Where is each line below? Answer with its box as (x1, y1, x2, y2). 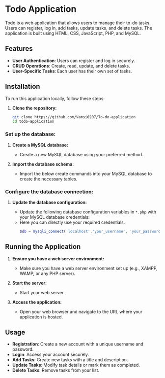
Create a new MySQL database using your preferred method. (19, 151, 143, 157)
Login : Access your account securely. (12, 351, 89, 358)
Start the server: (12, 280, 47, 286)
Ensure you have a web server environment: (12, 255, 105, 262)
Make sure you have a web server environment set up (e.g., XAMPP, (19, 265, 158, 271)
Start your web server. (19, 289, 65, 295)
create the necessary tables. (19, 176, 78, 182)
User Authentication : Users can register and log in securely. (12, 58, 135, 64)
